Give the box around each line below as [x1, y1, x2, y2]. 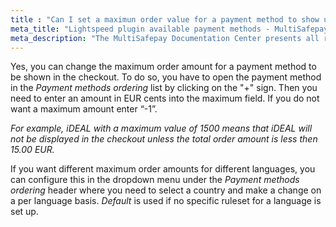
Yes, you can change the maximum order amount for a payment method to [10, 61, 317, 73]
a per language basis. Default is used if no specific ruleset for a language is [10, 195, 322, 207]
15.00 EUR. [10, 144, 55, 156]
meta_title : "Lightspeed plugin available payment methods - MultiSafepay [10, 24, 329, 34]
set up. [10, 206, 39, 218]
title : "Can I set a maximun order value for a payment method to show [10, 14, 320, 25]
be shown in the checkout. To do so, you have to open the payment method [10, 71, 322, 83]
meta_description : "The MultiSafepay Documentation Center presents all [10, 33, 320, 43]
